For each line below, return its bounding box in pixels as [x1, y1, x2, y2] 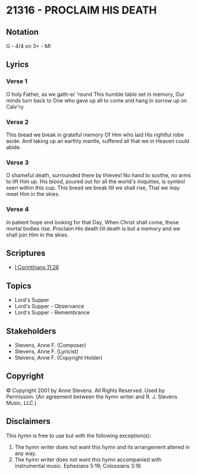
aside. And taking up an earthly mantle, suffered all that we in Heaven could [6, 137, 189, 144]
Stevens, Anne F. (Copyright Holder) [14, 354, 103, 361]
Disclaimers [6, 416, 51, 427]
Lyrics [6, 59, 29, 69]
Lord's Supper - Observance [14, 303, 84, 310]
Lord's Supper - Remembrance [14, 309, 90, 316]
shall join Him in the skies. [6, 231, 69, 238]
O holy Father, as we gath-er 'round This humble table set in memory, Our [6, 91, 185, 98]
